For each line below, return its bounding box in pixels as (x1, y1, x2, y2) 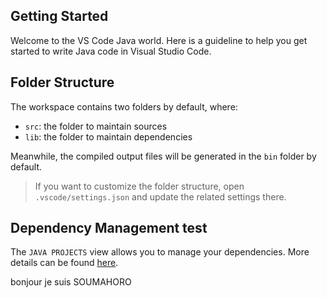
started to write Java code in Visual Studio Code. (10, 45, 212, 57)
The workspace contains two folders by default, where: (10, 100, 238, 113)
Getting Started (10, 8, 109, 25)
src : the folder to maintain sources (24, 120, 168, 132)
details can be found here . (10, 257, 119, 269)
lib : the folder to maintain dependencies (24, 130, 193, 143)
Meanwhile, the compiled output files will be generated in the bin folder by (10, 150, 317, 162)
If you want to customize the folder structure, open (34, 180, 245, 192)
